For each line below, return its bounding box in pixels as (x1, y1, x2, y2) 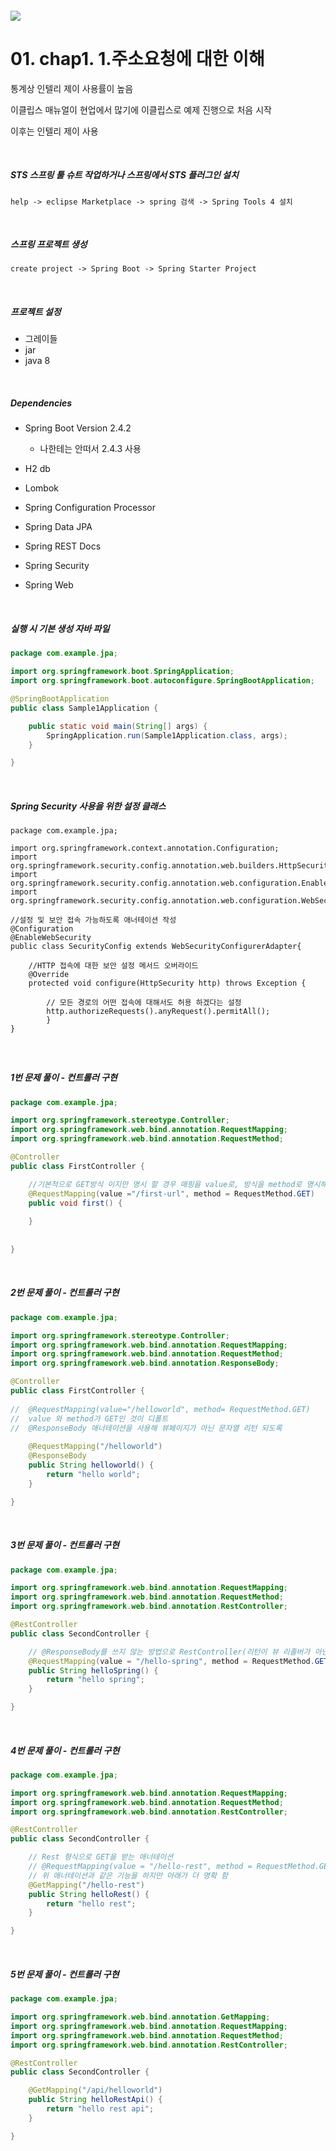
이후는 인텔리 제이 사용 (10, 125, 99, 137)
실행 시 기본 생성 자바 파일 (10, 623, 110, 634)
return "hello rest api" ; (46, 2104, 155, 2114)
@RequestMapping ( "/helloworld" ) (28, 1442, 163, 1452)
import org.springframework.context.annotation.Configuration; (10, 843, 280, 854)
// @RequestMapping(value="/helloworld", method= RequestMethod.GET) (10, 1404, 311, 1414)
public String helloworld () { (28, 1460, 155, 1471)
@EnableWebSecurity (10, 933, 92, 943)
